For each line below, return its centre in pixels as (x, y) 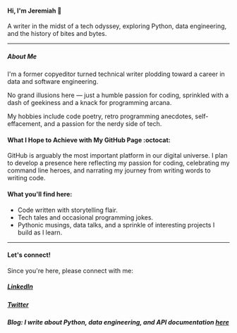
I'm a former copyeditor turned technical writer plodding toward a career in (116, 74)
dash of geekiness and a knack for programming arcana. (90, 103)
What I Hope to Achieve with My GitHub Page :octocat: (89, 140)
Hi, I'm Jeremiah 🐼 (35, 11)
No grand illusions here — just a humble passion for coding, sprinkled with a (118, 95)
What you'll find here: (40, 194)
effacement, (25, 124)
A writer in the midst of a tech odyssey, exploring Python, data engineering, (117, 26)
